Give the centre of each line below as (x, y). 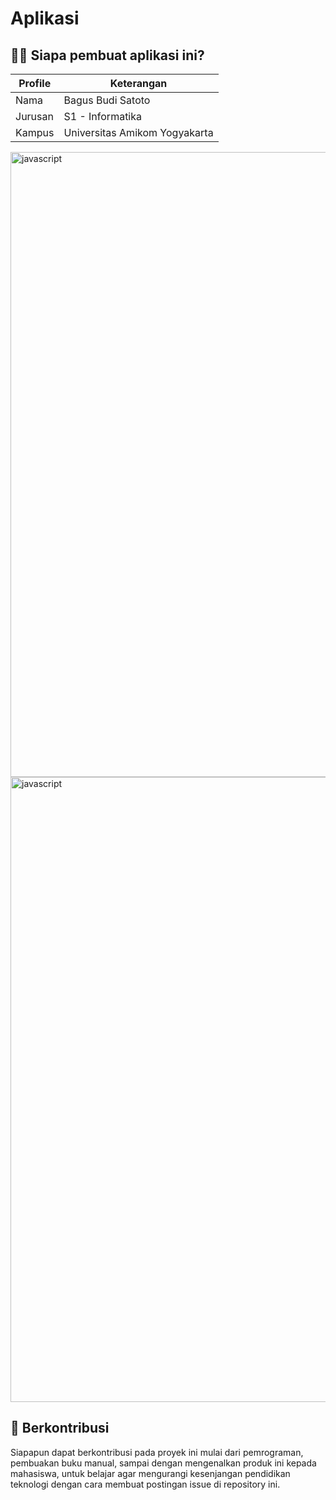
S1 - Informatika (103, 116)
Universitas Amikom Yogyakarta (138, 132)
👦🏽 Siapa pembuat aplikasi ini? (107, 55)
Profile (35, 83)
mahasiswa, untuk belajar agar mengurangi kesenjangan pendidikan (150, 1473)
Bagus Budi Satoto (107, 100)
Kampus (35, 132)
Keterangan (138, 83)
